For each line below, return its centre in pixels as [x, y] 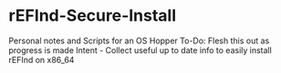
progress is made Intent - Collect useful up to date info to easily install [140, 50]
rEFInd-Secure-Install [93, 16]
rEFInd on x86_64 [42, 59]
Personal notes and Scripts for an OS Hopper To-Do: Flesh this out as [139, 41]
